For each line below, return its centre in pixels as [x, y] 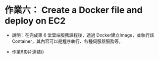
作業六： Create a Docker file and [74, 10]
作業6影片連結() [28, 52]
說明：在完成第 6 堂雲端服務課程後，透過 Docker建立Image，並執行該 [83, 35]
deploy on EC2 [35, 21]
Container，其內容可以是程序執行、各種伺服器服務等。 [67, 41]
